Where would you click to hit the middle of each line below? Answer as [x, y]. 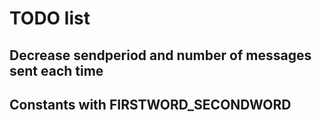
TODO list [50, 18]
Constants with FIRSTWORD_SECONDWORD [150, 104]
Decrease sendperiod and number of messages [160, 55]
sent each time [56, 70]
